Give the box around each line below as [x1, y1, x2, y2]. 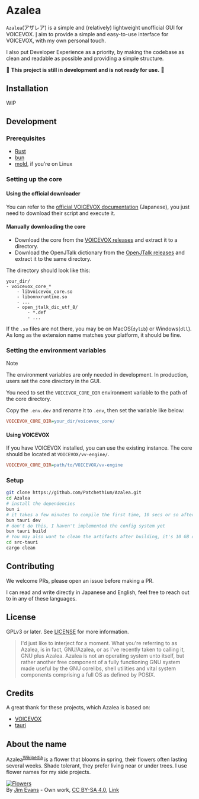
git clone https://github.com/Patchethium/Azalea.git [6, 489, 142, 496]
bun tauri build [6, 528, 46, 535]
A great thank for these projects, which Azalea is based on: [6, 704, 150, 711]
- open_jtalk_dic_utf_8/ [17, 304, 78, 310]
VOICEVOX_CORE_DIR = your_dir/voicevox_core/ [6, 418, 115, 425]
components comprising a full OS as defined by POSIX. [20, 671, 156, 678]
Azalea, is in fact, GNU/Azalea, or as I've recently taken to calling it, [20, 646, 185, 653]
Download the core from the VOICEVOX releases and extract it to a [14, 236, 178, 244]
